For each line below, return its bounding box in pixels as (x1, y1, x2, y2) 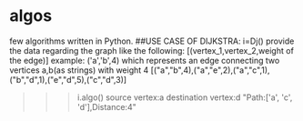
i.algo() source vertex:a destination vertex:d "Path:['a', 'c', (76, 92, 293, 103)
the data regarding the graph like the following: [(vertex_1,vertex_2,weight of (9, 45, 294, 55)
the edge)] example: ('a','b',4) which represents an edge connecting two (9, 55, 280, 66)
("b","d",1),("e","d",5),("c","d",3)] (9, 74, 127, 85)
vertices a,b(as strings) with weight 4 (9, 65, 149, 76)
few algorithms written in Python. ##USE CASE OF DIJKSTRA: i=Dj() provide (9, 35, 295, 46)
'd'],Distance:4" (76, 101, 136, 112)
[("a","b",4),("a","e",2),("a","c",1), (150, 65, 270, 76)
